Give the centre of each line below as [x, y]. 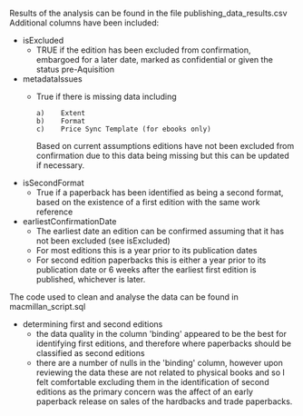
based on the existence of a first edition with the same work [148, 202]
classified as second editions [90, 353]
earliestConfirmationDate [69, 221]
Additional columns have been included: [84, 23]
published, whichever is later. [91, 279]
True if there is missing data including [106, 96]
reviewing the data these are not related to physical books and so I [161, 372]
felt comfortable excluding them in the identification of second [152, 382]
